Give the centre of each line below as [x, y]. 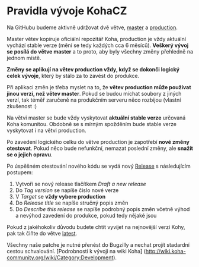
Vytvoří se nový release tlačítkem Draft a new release [81, 184]
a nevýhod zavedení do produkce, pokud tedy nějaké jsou [86, 215]
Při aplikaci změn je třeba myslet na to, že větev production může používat [99, 87]
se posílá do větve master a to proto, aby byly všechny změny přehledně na [100, 51]
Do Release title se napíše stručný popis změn [72, 203]
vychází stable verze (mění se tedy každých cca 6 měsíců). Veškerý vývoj [98, 45]
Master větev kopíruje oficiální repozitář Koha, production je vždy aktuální [96, 39]
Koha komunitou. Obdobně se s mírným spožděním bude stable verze [92, 124]
